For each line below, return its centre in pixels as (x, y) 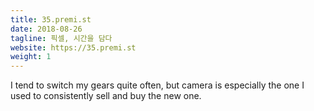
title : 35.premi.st (51, 19)
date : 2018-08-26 (46, 29)
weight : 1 (31, 57)
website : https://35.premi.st (73, 47)
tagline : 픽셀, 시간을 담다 (61, 38)
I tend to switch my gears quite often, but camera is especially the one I (157, 85)
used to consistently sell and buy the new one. (106, 96)
